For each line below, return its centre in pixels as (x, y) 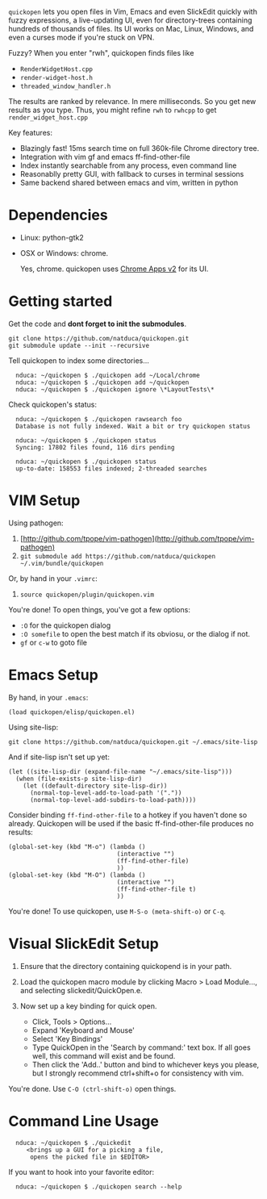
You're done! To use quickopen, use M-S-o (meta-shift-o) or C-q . (117, 911)
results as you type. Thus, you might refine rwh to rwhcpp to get (113, 110)
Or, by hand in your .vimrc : (53, 578)
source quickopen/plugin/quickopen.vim (87, 595)
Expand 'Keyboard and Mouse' (83, 1030)
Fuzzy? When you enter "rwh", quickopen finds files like (101, 53)
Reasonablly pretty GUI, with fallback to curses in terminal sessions (132, 174)
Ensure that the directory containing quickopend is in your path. (126, 966)
